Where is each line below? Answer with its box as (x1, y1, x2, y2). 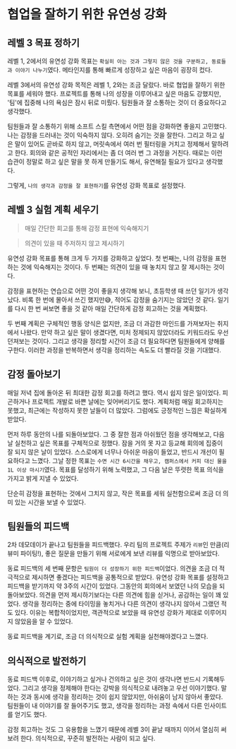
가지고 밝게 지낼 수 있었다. (7, 474, 79, 482)
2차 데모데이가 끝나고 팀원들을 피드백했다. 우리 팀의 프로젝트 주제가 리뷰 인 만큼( (7, 541, 224, 549)
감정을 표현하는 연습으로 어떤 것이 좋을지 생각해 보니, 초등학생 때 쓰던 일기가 (7, 287, 216, 295)
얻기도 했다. (14, 710, 47, 719)
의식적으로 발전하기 (7, 654, 87, 667)
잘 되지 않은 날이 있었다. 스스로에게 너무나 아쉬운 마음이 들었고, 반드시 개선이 (7, 448, 218, 456)
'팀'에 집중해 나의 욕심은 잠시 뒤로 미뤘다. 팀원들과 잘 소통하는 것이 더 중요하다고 (7, 98, 227, 107)
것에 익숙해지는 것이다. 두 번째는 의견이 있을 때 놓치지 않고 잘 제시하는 (20, 263, 212, 271)
